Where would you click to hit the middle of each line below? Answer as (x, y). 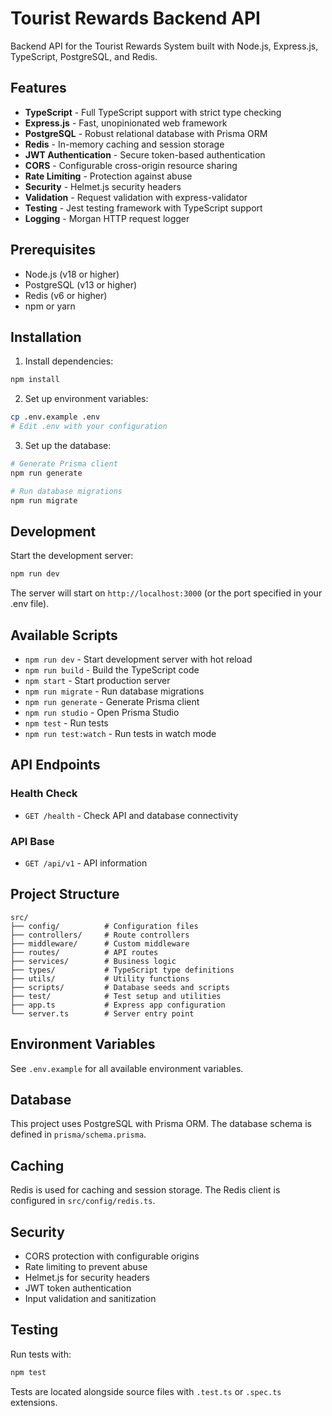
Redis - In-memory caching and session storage (124, 144)
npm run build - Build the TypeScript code (112, 670)
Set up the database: (68, 445)
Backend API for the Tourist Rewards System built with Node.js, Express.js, (164, 46)
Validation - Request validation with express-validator (136, 197)
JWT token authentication (78, 1288)
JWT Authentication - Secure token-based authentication (145, 154)
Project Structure (65, 894)
